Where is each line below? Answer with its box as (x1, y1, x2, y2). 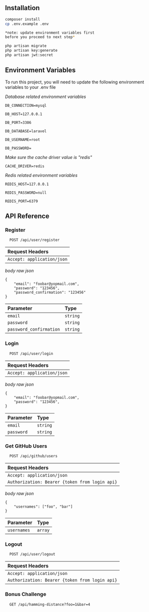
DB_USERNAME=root (5, 137, 40, 142)
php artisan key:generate (5, 48, 57, 53)
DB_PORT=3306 (5, 120, 32, 125)
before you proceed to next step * (5, 35, 75, 39)
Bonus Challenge (5, 591, 46, 598)
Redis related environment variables (5, 172, 78, 178)
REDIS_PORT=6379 (5, 198, 38, 204)
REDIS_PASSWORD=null (5, 190, 47, 195)
